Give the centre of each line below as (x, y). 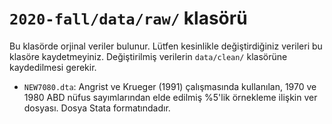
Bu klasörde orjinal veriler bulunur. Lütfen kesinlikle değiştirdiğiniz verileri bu (166, 46)
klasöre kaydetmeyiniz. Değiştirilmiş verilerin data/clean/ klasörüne (148, 56)
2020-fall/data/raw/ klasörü (128, 18)
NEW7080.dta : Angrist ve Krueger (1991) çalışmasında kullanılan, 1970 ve (170, 86)
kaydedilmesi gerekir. (53, 67)
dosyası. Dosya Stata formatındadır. (97, 108)
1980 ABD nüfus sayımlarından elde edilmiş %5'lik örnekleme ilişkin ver (170, 97)
